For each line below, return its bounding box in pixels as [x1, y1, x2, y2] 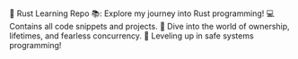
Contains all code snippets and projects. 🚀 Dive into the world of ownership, [9, 21, 290, 31]
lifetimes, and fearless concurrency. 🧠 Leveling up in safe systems [9, 30, 254, 41]
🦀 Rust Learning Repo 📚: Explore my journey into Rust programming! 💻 [9, 8, 276, 19]
